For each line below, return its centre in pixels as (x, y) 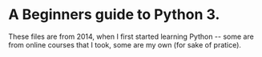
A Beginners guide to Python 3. (114, 15)
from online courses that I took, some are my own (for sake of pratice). (125, 44)
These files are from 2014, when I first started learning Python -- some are (131, 36)
